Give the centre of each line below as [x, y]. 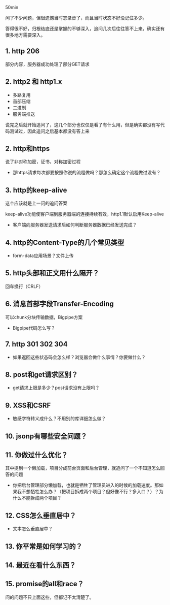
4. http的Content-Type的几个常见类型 [65, 243]
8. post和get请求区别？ [42, 375]
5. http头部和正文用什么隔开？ [52, 273]
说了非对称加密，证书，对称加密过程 [43, 162]
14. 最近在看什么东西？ [40, 565]
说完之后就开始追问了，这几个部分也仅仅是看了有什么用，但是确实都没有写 [83, 124]
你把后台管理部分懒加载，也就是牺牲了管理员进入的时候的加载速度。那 [86, 485]
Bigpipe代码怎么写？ [34, 328]
